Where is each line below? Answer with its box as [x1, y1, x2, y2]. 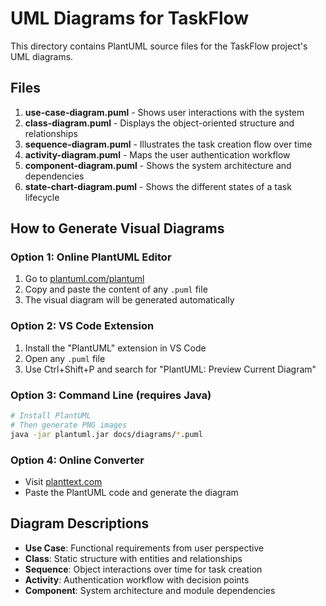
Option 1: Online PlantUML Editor [10, 250, 172, 264]
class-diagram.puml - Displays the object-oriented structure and [24, 117, 295, 129]
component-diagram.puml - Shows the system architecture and [24, 159, 292, 171]
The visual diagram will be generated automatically [24, 294, 235, 306]
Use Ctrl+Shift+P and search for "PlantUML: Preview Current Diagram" [24, 363, 317, 375]
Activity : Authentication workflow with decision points [24, 573, 250, 586]
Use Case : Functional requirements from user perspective [24, 542, 265, 554]
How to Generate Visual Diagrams [10, 220, 225, 237]
